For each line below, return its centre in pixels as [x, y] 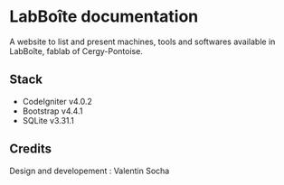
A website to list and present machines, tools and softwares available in [142, 42]
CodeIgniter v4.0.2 [57, 101]
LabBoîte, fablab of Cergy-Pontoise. [76, 51]
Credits [31, 149]
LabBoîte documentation [104, 17]
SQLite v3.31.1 [48, 120]
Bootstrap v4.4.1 [52, 111]
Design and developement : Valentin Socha [90, 171]
